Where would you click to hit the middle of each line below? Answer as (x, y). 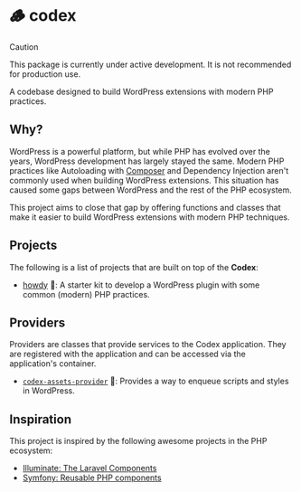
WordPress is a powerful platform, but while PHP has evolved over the (140, 151)
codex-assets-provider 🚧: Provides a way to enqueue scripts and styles (155, 381)
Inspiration (41, 419)
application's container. (53, 364)
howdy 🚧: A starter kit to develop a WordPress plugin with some (141, 285)
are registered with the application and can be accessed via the (127, 354)
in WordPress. (48, 391)
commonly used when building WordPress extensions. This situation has (144, 180)
